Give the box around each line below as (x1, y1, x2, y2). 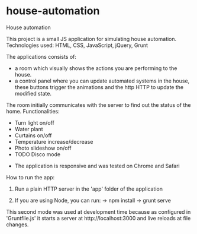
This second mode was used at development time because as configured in (6, 208, 191, 215)
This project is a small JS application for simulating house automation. (6, 35, 177, 42)
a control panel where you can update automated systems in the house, (14, 77, 190, 84)
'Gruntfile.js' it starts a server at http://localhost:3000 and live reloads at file (6, 214, 191, 222)
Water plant (14, 125, 43, 132)
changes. (6, 221, 29, 228)
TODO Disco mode (14, 150, 61, 158)
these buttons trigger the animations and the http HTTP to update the (14, 83, 184, 90)
